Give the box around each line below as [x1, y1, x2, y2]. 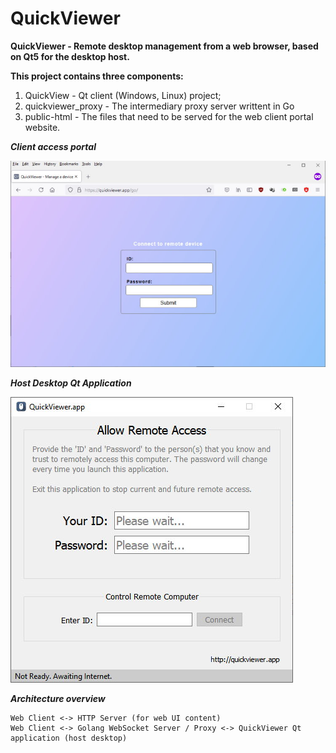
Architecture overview [10, 692, 106, 704]
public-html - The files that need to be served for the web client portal [24, 110, 314, 122]
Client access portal [10, 140, 97, 152]
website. [24, 121, 61, 133]
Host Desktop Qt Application [10, 377, 132, 389]
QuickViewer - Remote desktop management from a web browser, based [10, 40, 319, 52]
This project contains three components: [10, 70, 184, 82]
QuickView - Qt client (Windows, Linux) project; [24, 89, 222, 101]
